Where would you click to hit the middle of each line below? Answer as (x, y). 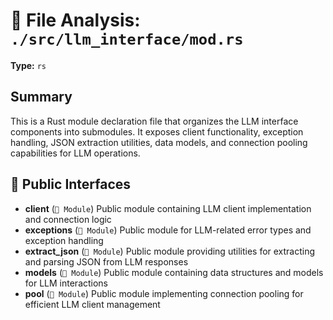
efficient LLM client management (92, 304)
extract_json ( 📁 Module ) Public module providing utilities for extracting (170, 251)
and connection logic (68, 219)
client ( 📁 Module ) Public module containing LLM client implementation (168, 208)
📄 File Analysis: (75, 20)
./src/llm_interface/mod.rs (127, 39)
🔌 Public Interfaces (71, 184)
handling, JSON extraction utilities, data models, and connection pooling (159, 142)
